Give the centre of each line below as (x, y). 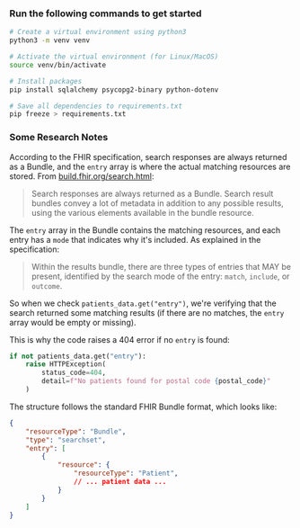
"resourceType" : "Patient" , (126, 474)
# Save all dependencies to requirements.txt (96, 106)
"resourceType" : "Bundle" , (76, 431)
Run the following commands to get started (106, 13)
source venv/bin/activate (57, 65)
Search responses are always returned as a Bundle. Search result (152, 193)
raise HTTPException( (66, 364)
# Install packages (46, 81)
